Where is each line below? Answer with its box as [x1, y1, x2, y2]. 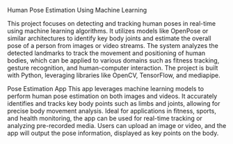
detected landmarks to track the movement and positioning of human [7, 49, 206, 57]
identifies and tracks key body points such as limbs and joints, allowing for [7, 99, 220, 107]
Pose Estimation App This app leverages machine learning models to [7, 85, 204, 93]
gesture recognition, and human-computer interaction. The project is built [7, 64, 218, 72]
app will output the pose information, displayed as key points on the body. [7, 129, 219, 137]
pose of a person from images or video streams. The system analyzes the [7, 42, 219, 49]
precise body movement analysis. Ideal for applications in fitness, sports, [7, 107, 217, 115]
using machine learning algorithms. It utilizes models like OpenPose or [7, 27, 209, 35]
